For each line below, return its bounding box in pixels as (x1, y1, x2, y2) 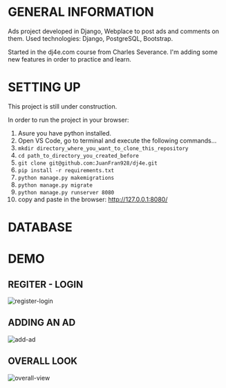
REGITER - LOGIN (8, 278, 84, 290)
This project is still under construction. (8, 102, 117, 111)
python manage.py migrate (17, 181, 93, 189)
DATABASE (8, 219, 73, 235)
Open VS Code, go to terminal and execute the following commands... (17, 136, 217, 145)
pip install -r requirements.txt (17, 167, 115, 174)
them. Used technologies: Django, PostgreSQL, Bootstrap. (8, 34, 173, 42)
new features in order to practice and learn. (8, 55, 132, 63)
